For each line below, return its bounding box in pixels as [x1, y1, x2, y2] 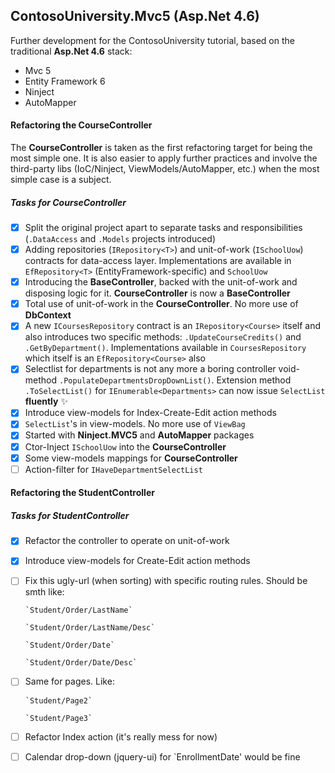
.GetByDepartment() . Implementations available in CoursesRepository [24, 342, 307, 354]
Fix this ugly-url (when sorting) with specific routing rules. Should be [24, 575, 308, 587]
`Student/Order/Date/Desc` [24, 658, 138, 668]
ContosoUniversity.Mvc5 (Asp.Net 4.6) [10, 8, 260, 25]
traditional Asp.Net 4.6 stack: [10, 45, 133, 57]
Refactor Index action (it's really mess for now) [24, 730, 218, 743]
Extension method [216, 374, 292, 386]
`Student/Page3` [24, 713, 93, 723]
